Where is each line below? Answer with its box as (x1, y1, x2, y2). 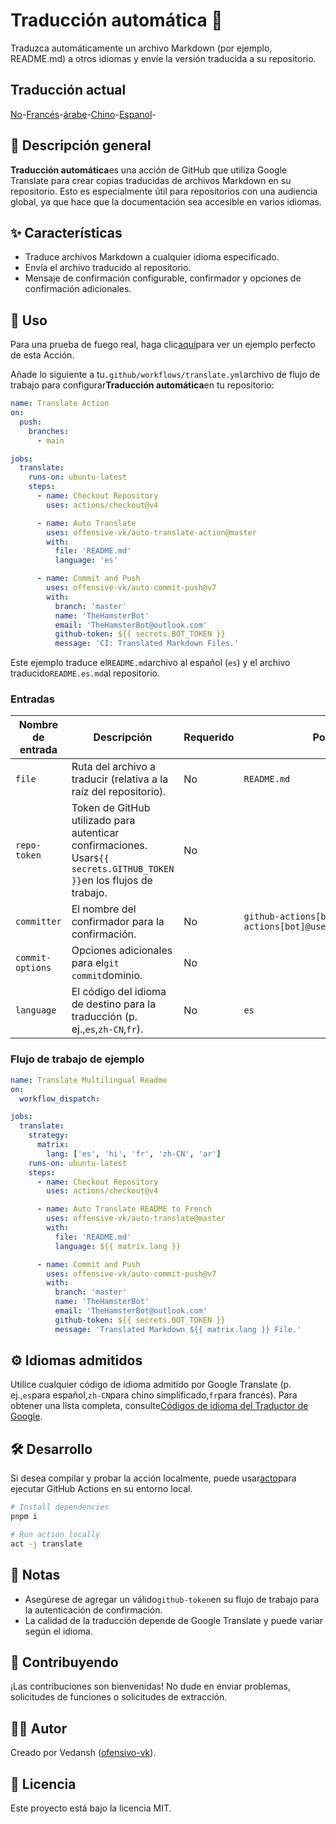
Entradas (10, 692, 56, 706)
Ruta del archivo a (71, 760, 157, 774)
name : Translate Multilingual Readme (10, 1075, 168, 1085)
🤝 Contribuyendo (10, 1654, 119, 1671)
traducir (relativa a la (71, 772, 169, 786)
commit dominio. (71, 969, 143, 983)
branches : (28, 426, 70, 436)
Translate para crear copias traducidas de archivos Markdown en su (10, 174, 292, 186)
